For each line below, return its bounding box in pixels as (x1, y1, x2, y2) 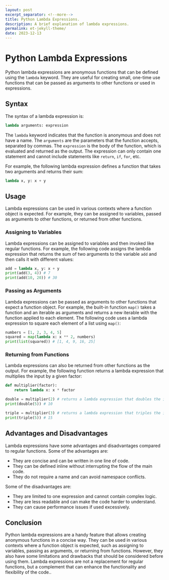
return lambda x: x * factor (14, 388, 75, 393)
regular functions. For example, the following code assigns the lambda (5, 245, 151, 252)
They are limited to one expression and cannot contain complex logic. (12, 493, 157, 499)
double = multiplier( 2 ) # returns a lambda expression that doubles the (5, 397, 161, 402)
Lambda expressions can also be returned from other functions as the (5, 362, 150, 369)
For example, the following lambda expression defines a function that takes (5, 163, 161, 169)
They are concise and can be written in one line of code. (12, 458, 130, 464)
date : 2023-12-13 (5, 31, 42, 36)
